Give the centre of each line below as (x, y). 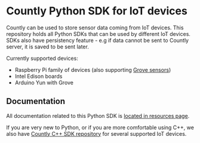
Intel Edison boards (39, 76)
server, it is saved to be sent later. (48, 47)
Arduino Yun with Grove (44, 83)
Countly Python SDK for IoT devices (97, 11)
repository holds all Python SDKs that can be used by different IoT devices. (99, 34)
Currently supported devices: (42, 58)
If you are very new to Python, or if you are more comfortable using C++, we (100, 127)
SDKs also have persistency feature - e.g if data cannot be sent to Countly (98, 40)
